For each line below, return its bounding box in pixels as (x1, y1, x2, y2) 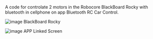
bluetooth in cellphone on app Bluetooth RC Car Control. (5, 9, 119, 15)
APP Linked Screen (24, 28, 62, 34)
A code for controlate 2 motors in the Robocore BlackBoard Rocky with (5, 4, 148, 10)
